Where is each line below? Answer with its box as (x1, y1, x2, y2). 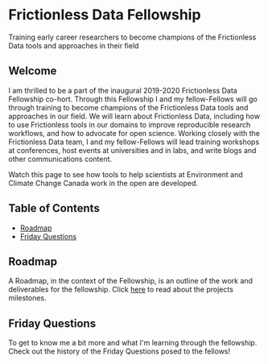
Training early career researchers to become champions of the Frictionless (8, 32, 257, 42)
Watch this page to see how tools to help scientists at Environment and (8, 169, 243, 179)
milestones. (8, 293, 47, 303)
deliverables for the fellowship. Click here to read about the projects (8, 284, 233, 295)
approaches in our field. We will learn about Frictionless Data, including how (8, 111, 260, 121)
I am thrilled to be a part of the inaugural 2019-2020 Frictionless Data (8, 85, 237, 95)
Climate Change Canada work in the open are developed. (8, 178, 199, 188)
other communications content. (8, 154, 113, 163)
